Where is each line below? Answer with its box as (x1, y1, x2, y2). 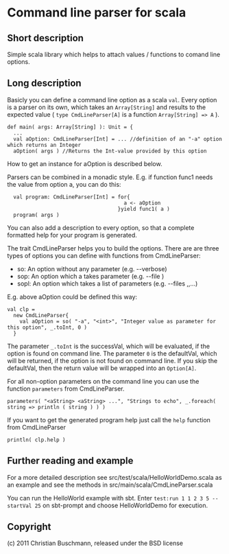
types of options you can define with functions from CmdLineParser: (7, 251, 201, 259)
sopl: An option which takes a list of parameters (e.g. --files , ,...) (16, 279, 198, 288)
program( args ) (13, 211, 60, 218)
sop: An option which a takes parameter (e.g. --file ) (16, 272, 165, 280)
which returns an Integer (7, 141, 81, 148)
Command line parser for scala (7, 5, 186, 21)
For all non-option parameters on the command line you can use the (7, 377, 200, 385)
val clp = (7, 305, 36, 313)
